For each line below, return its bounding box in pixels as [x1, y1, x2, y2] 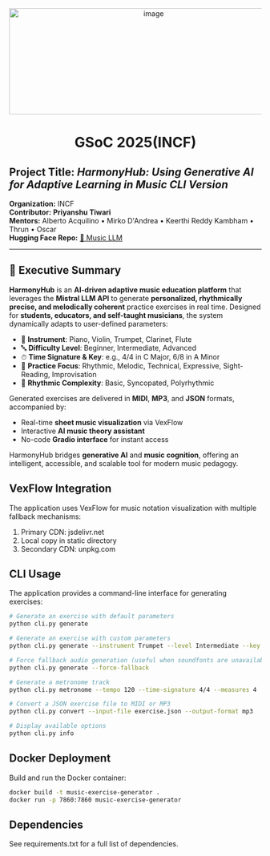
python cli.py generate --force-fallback [9, 664, 150, 672]
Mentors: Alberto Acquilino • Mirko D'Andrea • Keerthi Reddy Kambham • [9, 216, 255, 225]
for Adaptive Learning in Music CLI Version [9, 178, 229, 191]
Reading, [20, 369, 50, 379]
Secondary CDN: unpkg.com [20, 544, 115, 553]
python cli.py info [9, 729, 75, 737]
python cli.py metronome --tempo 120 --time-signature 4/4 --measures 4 [9, 685, 257, 693]
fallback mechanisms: [9, 512, 82, 521]
